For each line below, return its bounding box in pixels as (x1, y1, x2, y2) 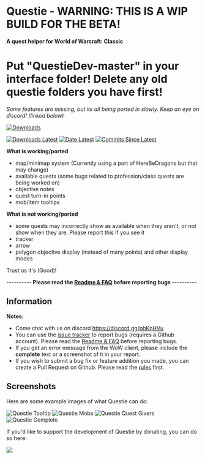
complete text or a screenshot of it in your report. (15, 351, 141, 358)
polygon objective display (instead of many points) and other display (15, 248, 188, 256)
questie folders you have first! (6, 85, 163, 99)
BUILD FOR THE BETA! (6, 17, 121, 31)
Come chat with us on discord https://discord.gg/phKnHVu (15, 324, 164, 332)
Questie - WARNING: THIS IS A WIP (6, 4, 188, 18)
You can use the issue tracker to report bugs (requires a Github (15, 331, 174, 338)
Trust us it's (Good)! (6, 267, 57, 274)
